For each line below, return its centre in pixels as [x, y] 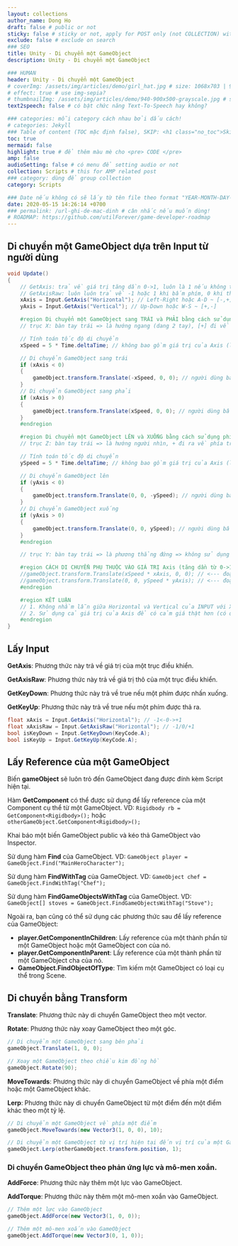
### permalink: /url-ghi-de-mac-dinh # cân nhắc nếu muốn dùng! [109, 211]
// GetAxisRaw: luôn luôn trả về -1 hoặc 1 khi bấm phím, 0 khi [121, 293]
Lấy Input [28, 649]
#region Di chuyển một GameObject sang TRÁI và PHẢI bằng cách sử [120, 319]
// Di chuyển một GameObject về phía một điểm [82, 1123]
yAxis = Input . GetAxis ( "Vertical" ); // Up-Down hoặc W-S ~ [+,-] [119, 307]
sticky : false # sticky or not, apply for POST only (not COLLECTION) [114, 34]
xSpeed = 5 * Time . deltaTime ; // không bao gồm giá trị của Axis [121, 345]
